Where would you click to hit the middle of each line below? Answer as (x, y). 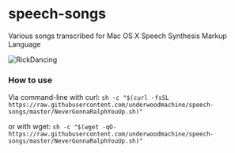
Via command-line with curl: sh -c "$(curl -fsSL (89, 98)
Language (25, 44)
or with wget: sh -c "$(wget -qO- (63, 127)
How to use (30, 80)
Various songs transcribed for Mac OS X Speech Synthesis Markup (117, 36)
